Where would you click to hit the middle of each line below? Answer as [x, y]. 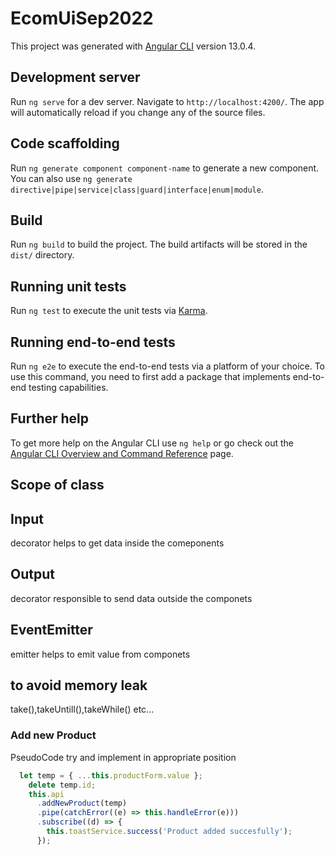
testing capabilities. [68, 387]
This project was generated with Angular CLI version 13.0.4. [133, 46]
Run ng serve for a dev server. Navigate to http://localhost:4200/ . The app [167, 101]
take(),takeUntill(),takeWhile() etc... [82, 709]
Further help [50, 418]
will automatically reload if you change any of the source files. [138, 112]
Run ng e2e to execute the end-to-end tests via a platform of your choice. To [168, 366]
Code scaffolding [65, 143]
